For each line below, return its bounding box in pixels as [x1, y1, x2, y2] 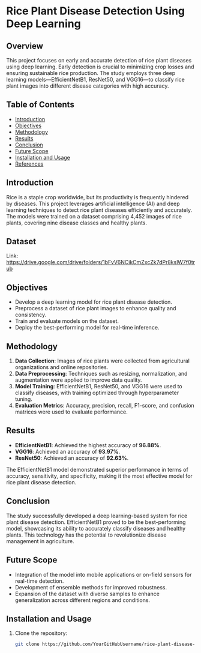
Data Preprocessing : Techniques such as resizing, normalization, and [14, 370, 188, 378]
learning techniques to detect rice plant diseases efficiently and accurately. [6, 206, 193, 214]
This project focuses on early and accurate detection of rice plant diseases [6, 57, 192, 64]
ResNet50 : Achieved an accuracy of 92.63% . [14, 454, 129, 462]
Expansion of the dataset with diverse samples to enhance [14, 590, 160, 597]
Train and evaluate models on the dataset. [14, 317, 119, 325]
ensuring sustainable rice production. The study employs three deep [6, 70, 176, 76]
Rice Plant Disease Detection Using [6, 4, 185, 18]
